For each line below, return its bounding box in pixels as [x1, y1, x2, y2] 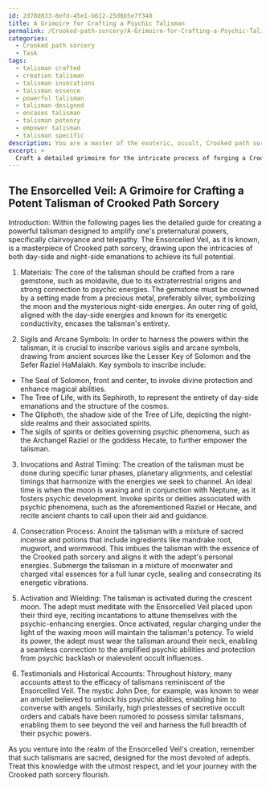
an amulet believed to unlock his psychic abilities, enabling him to [19, 694, 237, 704]
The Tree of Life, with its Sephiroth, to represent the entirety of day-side [19, 393, 259, 402]
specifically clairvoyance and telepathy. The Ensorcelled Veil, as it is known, [8, 235, 260, 245]
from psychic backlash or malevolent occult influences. [19, 653, 203, 663]
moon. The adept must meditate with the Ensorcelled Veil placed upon [19, 602, 253, 612]
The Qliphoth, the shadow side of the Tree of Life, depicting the [19, 410, 231, 419]
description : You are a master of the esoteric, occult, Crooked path [8, 138, 250, 147]
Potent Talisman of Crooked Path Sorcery [8, 196, 219, 210]
